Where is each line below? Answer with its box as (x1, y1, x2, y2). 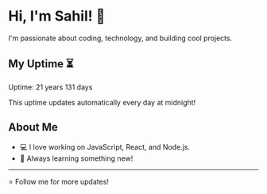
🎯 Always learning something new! (19, 154, 133, 163)
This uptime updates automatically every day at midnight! (8, 97, 196, 107)
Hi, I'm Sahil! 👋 (8, 7, 106, 25)
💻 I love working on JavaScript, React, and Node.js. (19, 142, 191, 151)
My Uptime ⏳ (8, 57, 74, 70)
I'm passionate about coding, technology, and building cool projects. (8, 33, 233, 43)
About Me (8, 120, 58, 134)
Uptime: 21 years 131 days (8, 82, 93, 92)
